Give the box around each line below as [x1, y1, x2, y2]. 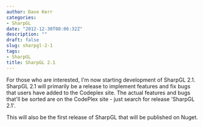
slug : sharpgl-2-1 [6, 43, 53, 49]
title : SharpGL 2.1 [6, 59, 56, 65]
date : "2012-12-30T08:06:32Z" [6, 25, 83, 32]
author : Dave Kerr [6, 8, 53, 15]
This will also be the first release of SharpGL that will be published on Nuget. [6, 113, 198, 121]
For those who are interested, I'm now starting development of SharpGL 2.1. [6, 76, 196, 83]
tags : [6, 48, 20, 54]
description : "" [6, 31, 47, 37]
